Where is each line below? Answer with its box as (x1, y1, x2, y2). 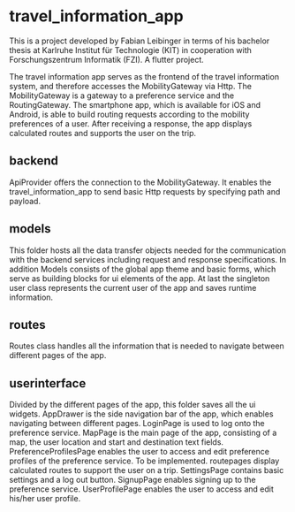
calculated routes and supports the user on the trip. (9, 127, 197, 138)
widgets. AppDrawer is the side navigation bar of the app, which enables (9, 409, 274, 419)
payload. (9, 195, 42, 206)
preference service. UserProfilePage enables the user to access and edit (9, 484, 274, 494)
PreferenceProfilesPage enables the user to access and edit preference (9, 447, 269, 457)
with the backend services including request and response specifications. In (9, 254, 287, 264)
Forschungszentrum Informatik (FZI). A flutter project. (9, 54, 205, 65)
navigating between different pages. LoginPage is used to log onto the (9, 418, 265, 429)
